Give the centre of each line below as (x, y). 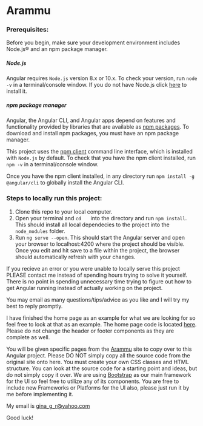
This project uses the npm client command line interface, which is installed (99, 152)
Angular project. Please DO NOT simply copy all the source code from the (98, 355)
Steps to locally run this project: (54, 198)
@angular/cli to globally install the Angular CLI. (65, 183)
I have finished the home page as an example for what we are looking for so (101, 318)
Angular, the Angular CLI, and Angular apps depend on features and (91, 120)
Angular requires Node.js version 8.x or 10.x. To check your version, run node (102, 78)
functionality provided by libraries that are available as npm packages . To (98, 127)
